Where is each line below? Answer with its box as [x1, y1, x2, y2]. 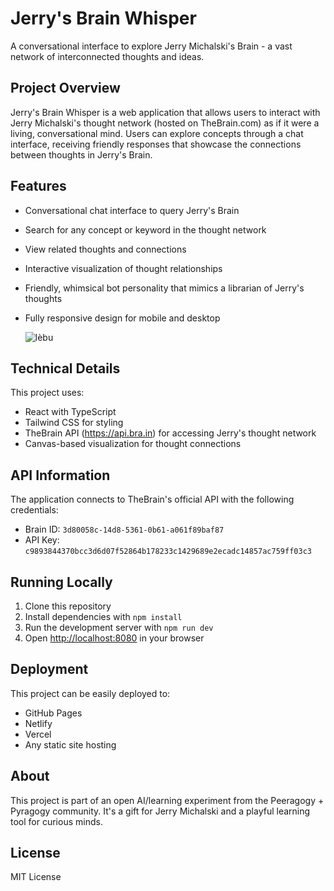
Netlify [24, 717, 53, 729]
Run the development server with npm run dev [24, 622, 214, 633]
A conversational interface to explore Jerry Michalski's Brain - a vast [10, 40, 293, 52]
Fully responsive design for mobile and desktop [24, 312, 221, 324]
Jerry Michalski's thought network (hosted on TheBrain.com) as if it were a [10, 117, 320, 129]
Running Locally [10, 573, 113, 591]
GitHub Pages [24, 707, 83, 719]
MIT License [10, 871, 62, 883]
